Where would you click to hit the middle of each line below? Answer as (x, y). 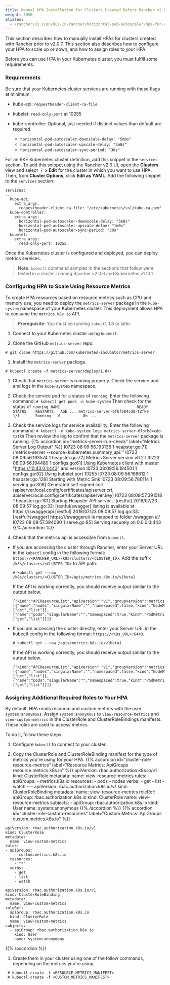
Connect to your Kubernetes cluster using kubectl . (65, 333)
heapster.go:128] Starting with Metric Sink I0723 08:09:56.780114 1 (82, 479)
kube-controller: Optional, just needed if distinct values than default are (87, 123)
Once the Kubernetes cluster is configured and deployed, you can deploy (82, 253)
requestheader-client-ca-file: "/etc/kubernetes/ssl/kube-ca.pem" (90, 208)
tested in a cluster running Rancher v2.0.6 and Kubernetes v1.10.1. (86, 273)
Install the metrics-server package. (50, 362)
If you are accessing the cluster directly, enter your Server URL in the (84, 628)
